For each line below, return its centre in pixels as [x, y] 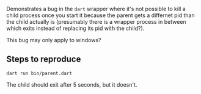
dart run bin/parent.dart [39, 73]
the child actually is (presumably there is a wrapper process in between [96, 22]
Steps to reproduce [44, 60]
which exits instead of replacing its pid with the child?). [75, 28]
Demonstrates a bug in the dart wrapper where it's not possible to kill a [96, 9]
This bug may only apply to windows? [54, 40]
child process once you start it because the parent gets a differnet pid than [101, 15]
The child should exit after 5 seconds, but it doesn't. [72, 84]
